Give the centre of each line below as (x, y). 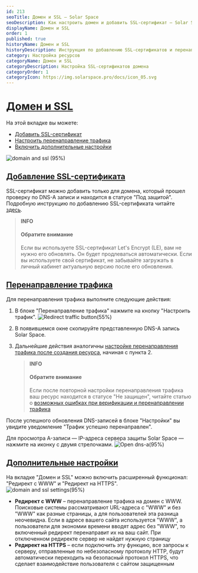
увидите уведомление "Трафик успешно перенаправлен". (79, 427)
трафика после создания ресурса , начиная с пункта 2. (83, 352)
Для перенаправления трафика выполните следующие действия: (89, 299)
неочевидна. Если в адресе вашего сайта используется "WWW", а (98, 520)
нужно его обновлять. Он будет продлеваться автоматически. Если (106, 254)
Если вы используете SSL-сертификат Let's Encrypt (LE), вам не (101, 248)
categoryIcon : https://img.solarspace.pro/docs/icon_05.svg (82, 77)
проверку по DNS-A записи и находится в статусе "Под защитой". (89, 197)
